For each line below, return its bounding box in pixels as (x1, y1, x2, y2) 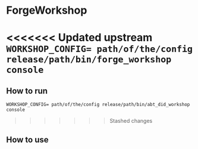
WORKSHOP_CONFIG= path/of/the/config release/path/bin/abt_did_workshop (6, 102, 190, 108)
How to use (6, 135, 49, 145)
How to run (6, 86, 48, 96)
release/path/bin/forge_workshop (6, 54, 172, 66)
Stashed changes (109, 117, 153, 125)
